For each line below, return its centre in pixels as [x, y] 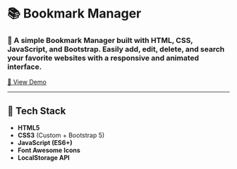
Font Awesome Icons [49, 150]
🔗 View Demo [27, 82]
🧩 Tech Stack [37, 111]
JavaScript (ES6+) [45, 143]
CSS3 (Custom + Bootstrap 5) [61, 135]
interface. [25, 67]
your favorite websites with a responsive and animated [103, 58]
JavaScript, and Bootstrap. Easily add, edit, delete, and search [116, 49]
